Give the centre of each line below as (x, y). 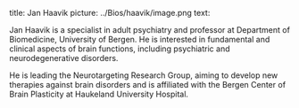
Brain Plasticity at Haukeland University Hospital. (99, 94)
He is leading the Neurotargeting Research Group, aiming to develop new (144, 75)
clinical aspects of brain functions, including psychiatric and (120, 49)
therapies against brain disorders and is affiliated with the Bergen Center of (148, 85)
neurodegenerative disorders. (64, 58)
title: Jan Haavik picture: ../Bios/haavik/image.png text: (110, 13)
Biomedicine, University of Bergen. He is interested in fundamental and (140, 39)
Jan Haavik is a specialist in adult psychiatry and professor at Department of (149, 30)
